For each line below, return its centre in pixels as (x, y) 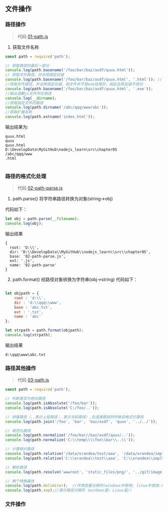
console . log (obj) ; (24, 224)
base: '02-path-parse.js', (38, 257)
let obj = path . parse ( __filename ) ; (42, 219)
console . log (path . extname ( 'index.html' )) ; (50, 117)
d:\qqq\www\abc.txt (25, 355)
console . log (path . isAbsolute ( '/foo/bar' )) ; (51, 403)
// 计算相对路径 (20, 449)
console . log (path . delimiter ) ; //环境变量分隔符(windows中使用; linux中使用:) (84, 486)
